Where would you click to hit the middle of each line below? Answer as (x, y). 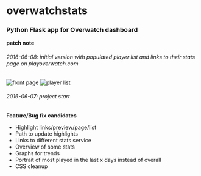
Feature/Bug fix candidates (42, 115)
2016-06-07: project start (38, 97)
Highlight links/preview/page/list (56, 127)
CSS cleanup (31, 166)
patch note (20, 43)
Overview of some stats (45, 147)
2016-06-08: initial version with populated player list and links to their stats (101, 57)
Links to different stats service (53, 140)
